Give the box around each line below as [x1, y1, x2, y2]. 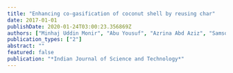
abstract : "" [7, 42, 45, 49]
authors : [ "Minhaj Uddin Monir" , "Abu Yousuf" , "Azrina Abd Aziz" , [7, 29, 207, 37]
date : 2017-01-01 [7, 17, 58, 24]
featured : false [7, 49, 54, 56]
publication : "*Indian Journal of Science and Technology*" [7, 56, 185, 63]
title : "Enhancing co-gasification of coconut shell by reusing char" [7, 10, 216, 17]
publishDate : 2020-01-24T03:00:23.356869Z [7, 23, 132, 30]
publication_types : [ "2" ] [7, 36, 82, 43]
